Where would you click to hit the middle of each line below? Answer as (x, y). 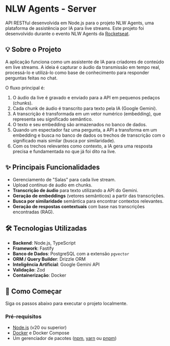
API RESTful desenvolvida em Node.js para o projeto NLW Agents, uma (80, 23)
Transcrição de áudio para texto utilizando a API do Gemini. (75, 190)
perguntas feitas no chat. (31, 78)
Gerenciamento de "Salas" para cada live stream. (64, 179)
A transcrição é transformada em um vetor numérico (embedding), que (87, 113)
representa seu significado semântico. (53, 119)
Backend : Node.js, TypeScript (44, 243)
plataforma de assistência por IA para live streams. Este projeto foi (75, 28)
